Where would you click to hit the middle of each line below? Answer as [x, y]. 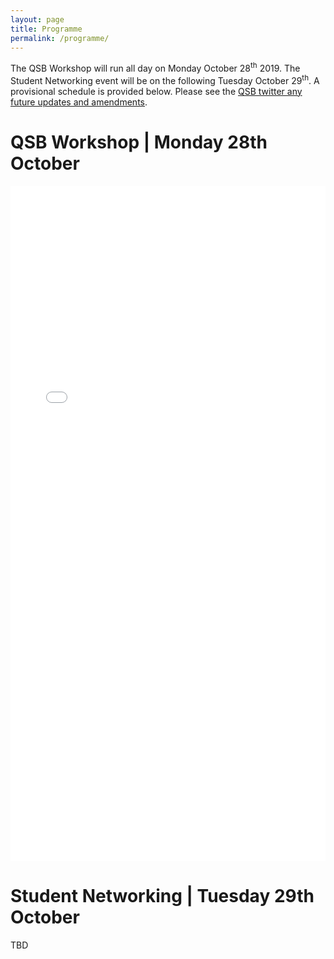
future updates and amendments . [79, 102]
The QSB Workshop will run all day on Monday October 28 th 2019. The [155, 68]
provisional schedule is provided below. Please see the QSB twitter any [156, 91]
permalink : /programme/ [60, 38]
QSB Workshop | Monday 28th [139, 142]
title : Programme [46, 29]
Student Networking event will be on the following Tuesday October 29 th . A [165, 79]
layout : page [37, 19]
